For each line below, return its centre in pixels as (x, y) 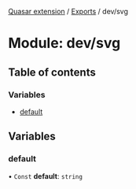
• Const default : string (45, 176)
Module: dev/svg (64, 43)
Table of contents (52, 72)
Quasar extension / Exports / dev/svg (68, 11)
